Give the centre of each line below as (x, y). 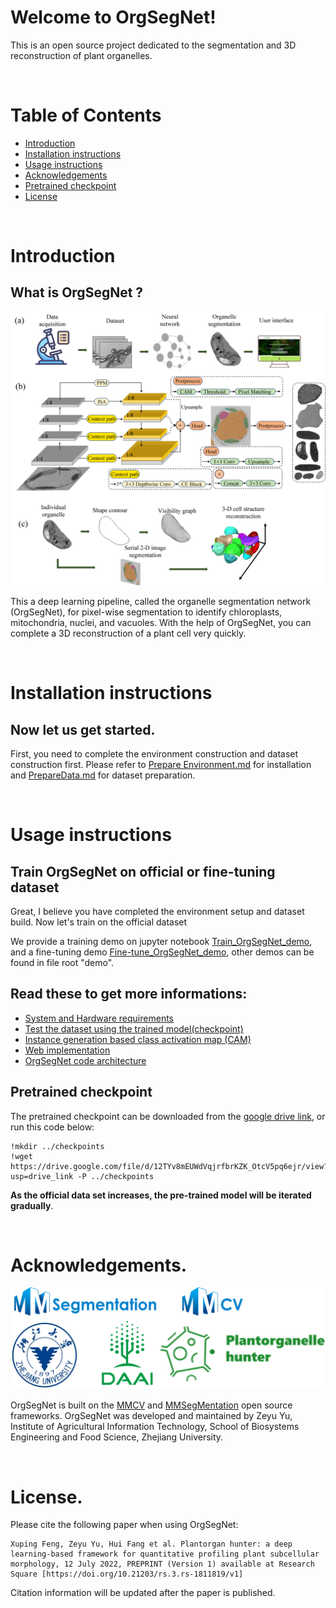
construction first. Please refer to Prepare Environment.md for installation (161, 764)
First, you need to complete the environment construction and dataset (154, 753)
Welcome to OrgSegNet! (113, 17)
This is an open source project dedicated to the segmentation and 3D (153, 45)
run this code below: (52, 1127)
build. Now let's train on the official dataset (99, 922)
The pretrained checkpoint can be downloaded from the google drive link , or (168, 1116)
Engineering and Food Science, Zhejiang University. (117, 1437)
